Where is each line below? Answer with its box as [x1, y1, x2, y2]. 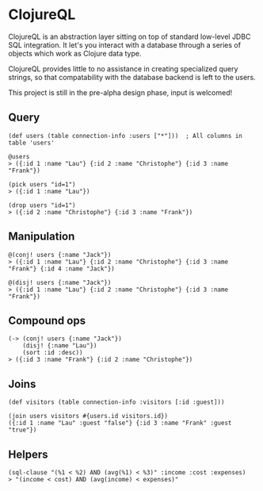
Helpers [8, 447, 48, 461]
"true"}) [8, 426, 37, 434]
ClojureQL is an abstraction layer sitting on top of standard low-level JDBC [8, 32, 251, 41]
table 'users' [8, 139, 55, 147]
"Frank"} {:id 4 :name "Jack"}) [8, 264, 115, 273]
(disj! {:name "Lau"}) [22, 342, 97, 350]
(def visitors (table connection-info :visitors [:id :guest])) [8, 398, 225, 406]
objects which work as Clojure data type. [8, 48, 142, 58]
